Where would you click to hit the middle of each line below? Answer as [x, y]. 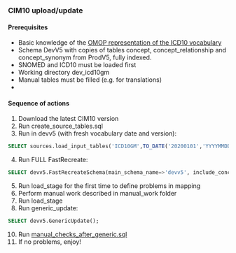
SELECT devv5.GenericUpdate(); [54, 221]
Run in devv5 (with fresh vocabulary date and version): [97, 133]
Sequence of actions [39, 103]
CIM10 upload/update [46, 10]
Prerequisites [28, 27]
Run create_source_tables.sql [61, 126]
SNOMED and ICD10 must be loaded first [77, 65]
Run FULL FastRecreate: [53, 160]
